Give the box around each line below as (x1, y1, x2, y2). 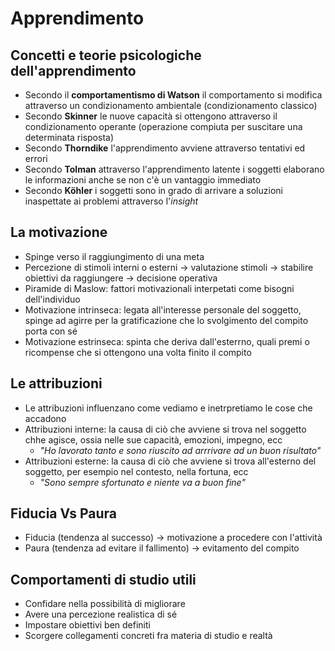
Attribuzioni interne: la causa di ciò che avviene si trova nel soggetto (24, 423, 307, 435)
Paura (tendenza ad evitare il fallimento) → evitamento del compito (24, 542, 300, 554)
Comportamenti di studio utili (10, 571, 197, 588)
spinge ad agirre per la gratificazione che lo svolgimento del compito (24, 314, 309, 326)
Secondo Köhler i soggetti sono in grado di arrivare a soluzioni (24, 185, 283, 196)
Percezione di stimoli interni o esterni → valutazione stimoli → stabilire (24, 261, 314, 273)
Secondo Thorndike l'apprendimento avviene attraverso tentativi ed (24, 142, 306, 154)
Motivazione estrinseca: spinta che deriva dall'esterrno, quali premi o (24, 335, 310, 347)
